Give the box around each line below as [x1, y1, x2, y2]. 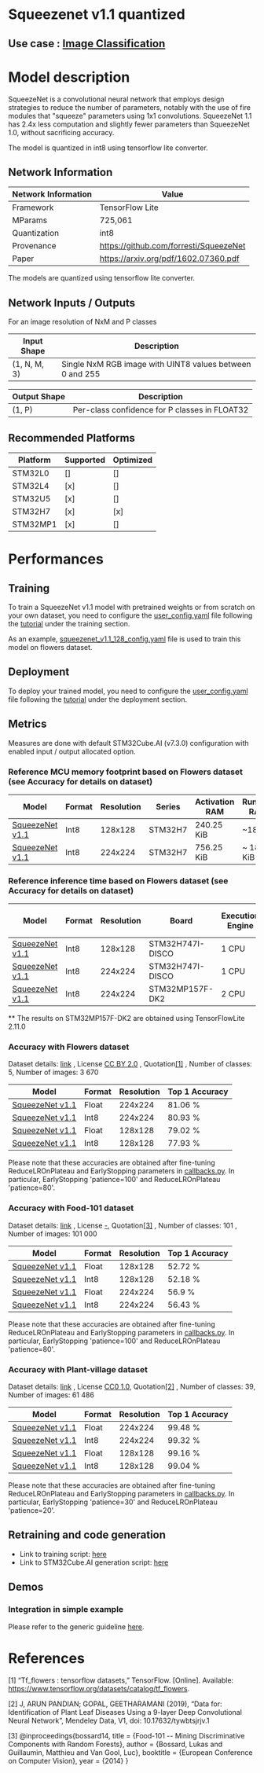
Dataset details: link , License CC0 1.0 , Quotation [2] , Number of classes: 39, [8, 1382, 256, 1392]
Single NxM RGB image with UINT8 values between [61, 359, 251, 370]
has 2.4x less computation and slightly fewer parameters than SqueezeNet [8, 119, 250, 129]
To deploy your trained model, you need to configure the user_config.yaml [8, 686, 249, 696]
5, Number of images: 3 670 [8, 1067, 99, 1077]
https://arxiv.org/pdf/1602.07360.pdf [99, 253, 240, 264]
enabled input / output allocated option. [8, 747, 136, 756]
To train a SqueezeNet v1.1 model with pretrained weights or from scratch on [8, 602, 255, 611]
